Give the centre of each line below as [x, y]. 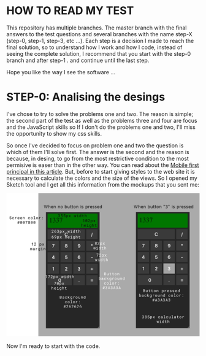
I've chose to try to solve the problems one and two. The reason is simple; [100, 114]
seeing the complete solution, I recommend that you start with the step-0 [99, 53]
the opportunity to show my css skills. [54, 133]
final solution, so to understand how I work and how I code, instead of [94, 47]
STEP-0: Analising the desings [86, 97]
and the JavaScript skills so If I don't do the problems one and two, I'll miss [101, 127]
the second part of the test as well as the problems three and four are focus [102, 120]
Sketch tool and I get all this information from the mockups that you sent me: [103, 184]
